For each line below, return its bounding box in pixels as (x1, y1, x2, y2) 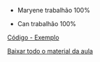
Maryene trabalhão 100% (17, 6, 91, 14)
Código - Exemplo (7, 33, 59, 42)
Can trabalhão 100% (17, 20, 77, 27)
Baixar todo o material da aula (7, 47, 93, 55)
